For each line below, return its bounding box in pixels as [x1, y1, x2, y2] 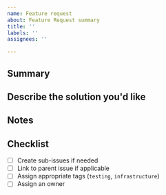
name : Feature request [7, 10, 72, 17]
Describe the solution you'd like [7, 91, 146, 102]
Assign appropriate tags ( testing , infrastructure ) [17, 172, 160, 180]
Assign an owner [17, 180, 65, 188]
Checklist [7, 138, 50, 149]
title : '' [7, 23, 36, 30]
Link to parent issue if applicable [17, 164, 110, 173]
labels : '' [7, 29, 39, 37]
